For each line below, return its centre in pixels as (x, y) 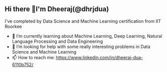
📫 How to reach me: (33, 57)
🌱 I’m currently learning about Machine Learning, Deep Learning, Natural (87, 36)
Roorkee (13, 26)
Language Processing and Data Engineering (57, 41)
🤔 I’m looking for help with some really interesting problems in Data (81, 46)
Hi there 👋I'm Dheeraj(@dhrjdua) (57, 9)
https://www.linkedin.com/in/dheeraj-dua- (100, 57)
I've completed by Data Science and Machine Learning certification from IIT (83, 21)
